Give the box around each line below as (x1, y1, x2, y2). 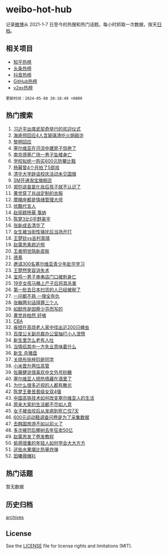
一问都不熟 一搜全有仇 (13, 293, 60, 299)
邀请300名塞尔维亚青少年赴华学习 (13, 261, 85, 267)
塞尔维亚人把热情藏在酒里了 (13, 376, 72, 382)
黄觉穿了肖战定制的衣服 (13, 190, 63, 196)
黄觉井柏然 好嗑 (13, 312, 47, 318)
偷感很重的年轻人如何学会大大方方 (13, 440, 86, 446)
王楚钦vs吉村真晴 (13, 235, 50, 241)
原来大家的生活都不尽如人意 (13, 401, 72, 407)
